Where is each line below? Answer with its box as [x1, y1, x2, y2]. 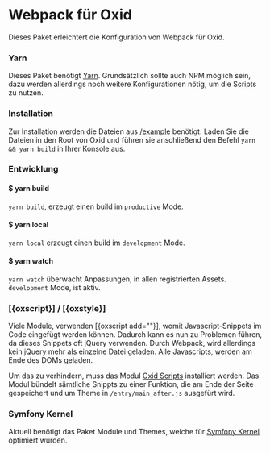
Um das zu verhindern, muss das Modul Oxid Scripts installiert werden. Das [8, 371, 260, 380]
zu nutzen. [8, 88, 44, 98]
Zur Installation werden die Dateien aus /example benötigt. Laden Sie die [8, 127, 250, 136]
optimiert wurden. [8, 435, 68, 445]
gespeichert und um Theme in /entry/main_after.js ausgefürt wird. [8, 389, 235, 398]
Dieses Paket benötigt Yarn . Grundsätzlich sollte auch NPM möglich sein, [8, 71, 251, 81]
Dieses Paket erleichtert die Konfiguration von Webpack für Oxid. [8, 32, 225, 42]
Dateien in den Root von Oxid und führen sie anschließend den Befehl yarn [8, 135, 256, 144]
